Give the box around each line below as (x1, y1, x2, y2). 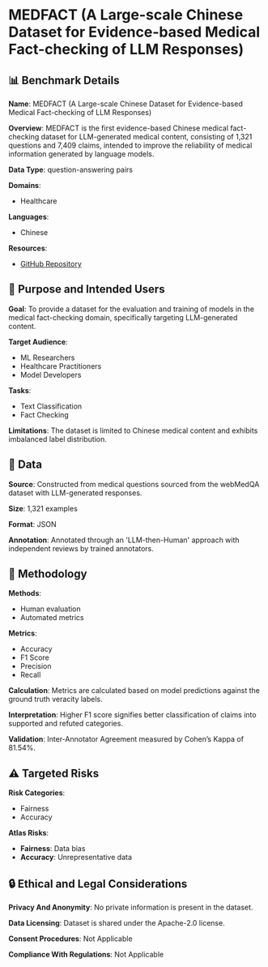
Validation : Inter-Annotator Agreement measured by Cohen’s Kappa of (8, 734, 245, 744)
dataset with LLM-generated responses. (8, 488, 143, 498)
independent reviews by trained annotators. (8, 543, 154, 553)
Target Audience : (8, 336, 68, 346)
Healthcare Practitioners (19, 361, 102, 370)
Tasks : (8, 385, 32, 395)
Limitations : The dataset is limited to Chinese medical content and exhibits (8, 426, 258, 435)
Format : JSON (8, 519, 57, 528)
